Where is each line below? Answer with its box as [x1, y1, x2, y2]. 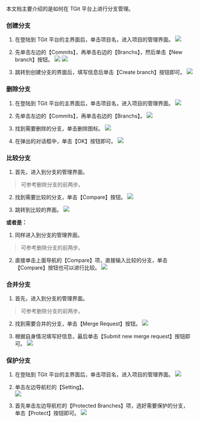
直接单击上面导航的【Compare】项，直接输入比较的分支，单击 [14, 256, 168, 264]
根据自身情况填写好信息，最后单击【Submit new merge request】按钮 [14, 333, 185, 340]
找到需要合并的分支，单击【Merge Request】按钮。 [14, 320, 141, 328]
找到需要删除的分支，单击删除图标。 [14, 125, 104, 132]
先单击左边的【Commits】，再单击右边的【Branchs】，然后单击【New [14, 49, 183, 56]
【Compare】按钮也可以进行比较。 [14, 264, 100, 271]
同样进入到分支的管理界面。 [14, 231, 83, 239]
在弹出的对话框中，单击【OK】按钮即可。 [14, 137, 116, 144]
